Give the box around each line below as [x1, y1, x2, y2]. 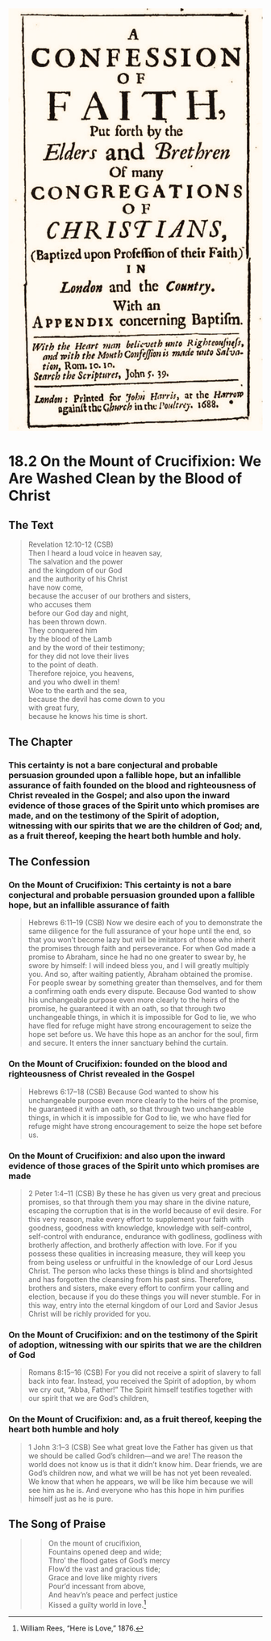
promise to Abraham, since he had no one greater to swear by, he [27, 952, 247, 962]
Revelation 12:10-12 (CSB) [27, 539, 115, 549]
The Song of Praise [8, 1517, 106, 1531]
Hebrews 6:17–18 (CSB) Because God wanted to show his [27, 1087, 219, 1097]
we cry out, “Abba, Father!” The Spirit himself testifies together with [27, 1385, 253, 1394]
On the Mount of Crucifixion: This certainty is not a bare [8, 879, 232, 890]
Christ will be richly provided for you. [27, 1309, 152, 1319]
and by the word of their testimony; [27, 643, 145, 653]
